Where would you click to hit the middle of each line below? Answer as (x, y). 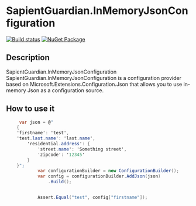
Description (28, 57)
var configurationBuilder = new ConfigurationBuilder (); (108, 171)
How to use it (30, 109)
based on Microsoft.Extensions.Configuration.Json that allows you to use (94, 84)
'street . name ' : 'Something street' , (82, 149)
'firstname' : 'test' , (43, 133)
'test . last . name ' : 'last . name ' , (56, 138)
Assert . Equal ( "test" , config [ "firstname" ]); (92, 198)
